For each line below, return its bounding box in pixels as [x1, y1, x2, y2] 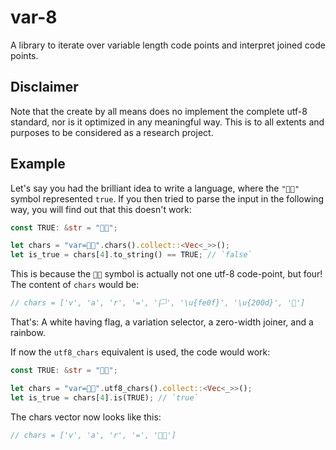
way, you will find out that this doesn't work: [10, 203, 192, 215]
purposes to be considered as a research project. [10, 126, 214, 138]
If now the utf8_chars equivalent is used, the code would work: [10, 346, 271, 358]
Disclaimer [10, 79, 79, 96]
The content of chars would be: [10, 279, 140, 291]
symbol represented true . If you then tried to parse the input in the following [10, 192, 325, 205]
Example [10, 156, 66, 173]
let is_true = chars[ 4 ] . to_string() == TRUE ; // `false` [10, 250, 253, 260]
